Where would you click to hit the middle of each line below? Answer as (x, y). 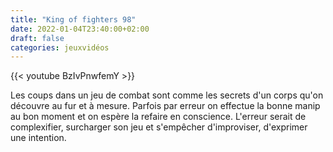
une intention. (38, 138)
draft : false (37, 38)
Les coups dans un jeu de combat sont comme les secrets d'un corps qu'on (167, 95)
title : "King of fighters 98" (73, 19)
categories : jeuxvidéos (60, 47)
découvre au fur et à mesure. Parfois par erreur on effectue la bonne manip (165, 106)
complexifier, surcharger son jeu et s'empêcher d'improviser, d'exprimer (159, 127)
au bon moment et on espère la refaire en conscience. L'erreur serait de (158, 117)
